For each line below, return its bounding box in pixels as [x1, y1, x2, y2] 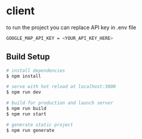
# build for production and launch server [6, 100, 113, 106]
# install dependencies [6, 67, 66, 74]
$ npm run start [6, 111, 47, 117]
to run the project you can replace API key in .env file [6, 24, 137, 31]
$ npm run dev [6, 89, 42, 96]
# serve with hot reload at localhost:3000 [6, 84, 116, 90]
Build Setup [6, 52, 50, 62]
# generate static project [6, 122, 73, 128]
